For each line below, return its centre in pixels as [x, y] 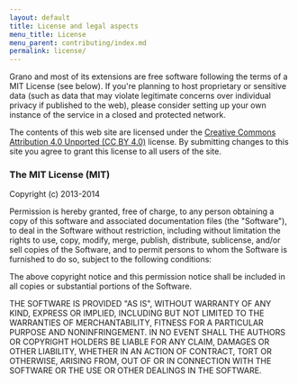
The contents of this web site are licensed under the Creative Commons [143, 132]
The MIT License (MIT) [60, 174]
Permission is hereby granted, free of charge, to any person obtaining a [142, 211]
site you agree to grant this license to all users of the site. [116, 151]
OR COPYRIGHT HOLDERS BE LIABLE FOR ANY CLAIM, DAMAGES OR [140, 342]
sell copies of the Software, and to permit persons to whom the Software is [149, 250]
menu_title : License [48, 34]
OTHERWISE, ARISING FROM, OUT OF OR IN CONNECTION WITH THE [140, 361]
